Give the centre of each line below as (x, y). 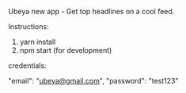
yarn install (38, 42)
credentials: (27, 65)
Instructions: (28, 26)
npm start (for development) (66, 50)
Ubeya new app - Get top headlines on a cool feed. (91, 11)
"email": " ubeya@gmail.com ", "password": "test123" (93, 81)
